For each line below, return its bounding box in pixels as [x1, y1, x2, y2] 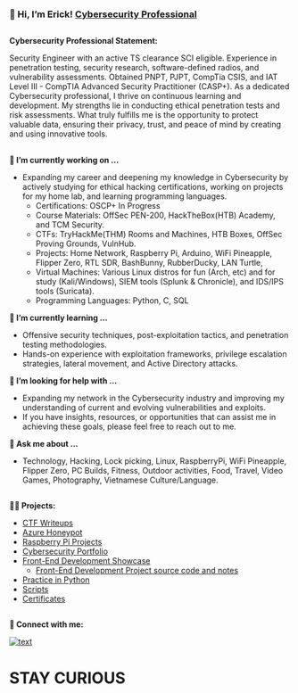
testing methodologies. [21, 339, 107, 350]
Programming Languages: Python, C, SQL [35, 294, 189, 306]
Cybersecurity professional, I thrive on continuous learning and [9, 91, 242, 102]
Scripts [21, 584, 49, 595]
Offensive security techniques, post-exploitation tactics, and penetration [21, 329, 289, 340]
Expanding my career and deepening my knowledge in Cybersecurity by [21, 171, 289, 182]
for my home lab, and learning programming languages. [21, 191, 228, 202]
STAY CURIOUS [9, 668, 126, 688]
